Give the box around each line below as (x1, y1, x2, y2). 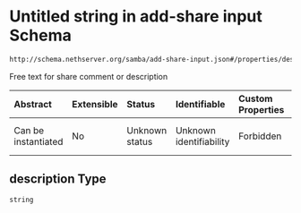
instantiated (13, 135, 64, 148)
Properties (238, 103, 285, 115)
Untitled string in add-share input (9, 6, 262, 27)
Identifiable (175, 98, 226, 110)
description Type (9, 172, 107, 187)
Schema (9, 25, 72, 46)
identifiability (175, 135, 230, 148)
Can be (13, 124, 45, 136)
